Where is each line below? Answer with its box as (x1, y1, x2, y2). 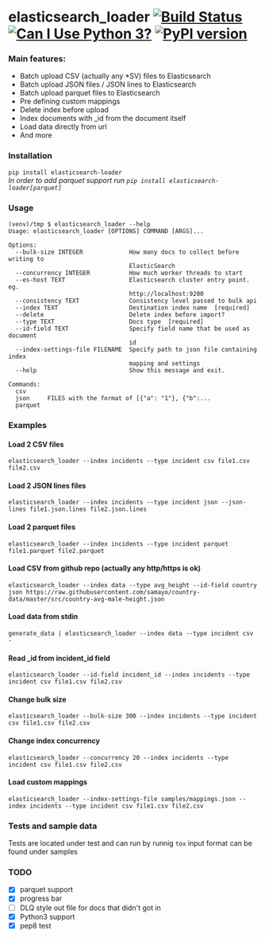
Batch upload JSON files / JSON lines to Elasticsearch (19, 80, 197, 89)
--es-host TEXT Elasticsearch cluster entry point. (15, 276, 250, 284)
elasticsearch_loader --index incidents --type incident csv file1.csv (8, 457, 250, 465)
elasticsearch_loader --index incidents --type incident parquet (8, 539, 229, 548)
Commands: (8, 380, 41, 389)
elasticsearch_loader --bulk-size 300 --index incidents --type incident (8, 712, 258, 720)
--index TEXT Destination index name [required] (15, 304, 250, 312)
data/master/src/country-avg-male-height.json (8, 595, 165, 603)
